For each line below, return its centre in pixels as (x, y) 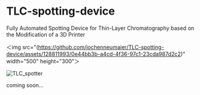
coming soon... (25, 85)
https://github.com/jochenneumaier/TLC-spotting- (101, 47)
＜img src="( (22, 47)
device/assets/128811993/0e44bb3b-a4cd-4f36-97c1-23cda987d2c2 (94, 54)
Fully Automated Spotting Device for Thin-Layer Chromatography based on (100, 28)
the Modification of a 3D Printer (46, 34)
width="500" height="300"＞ (43, 61)
